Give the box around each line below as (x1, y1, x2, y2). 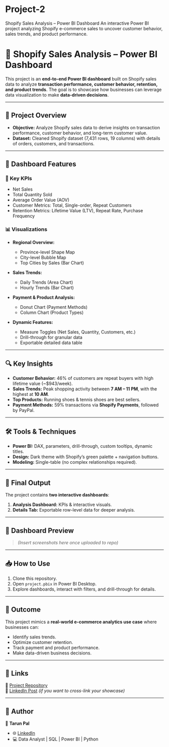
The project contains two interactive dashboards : (5, 492, 110, 498)
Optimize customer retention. (12, 639, 73, 645)
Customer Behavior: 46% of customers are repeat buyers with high (12, 375, 154, 381)
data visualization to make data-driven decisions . (5, 92, 109, 98)
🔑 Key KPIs (5, 175, 33, 182)
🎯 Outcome (5, 605, 41, 614)
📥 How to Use (5, 559, 50, 568)
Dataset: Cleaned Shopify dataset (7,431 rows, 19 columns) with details (12, 135, 160, 141)
